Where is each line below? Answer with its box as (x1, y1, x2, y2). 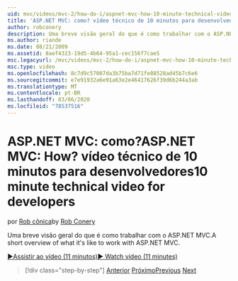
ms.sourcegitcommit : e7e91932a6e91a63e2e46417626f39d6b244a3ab (7, 76, 198, 84)
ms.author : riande (7, 37, 62, 44)
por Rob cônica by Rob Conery (7, 217, 96, 226)
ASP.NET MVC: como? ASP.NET (7, 133, 196, 150)
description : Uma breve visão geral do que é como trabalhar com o (7, 30, 211, 38)
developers (7, 194, 76, 210)
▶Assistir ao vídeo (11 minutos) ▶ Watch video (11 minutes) (7, 252, 178, 260)
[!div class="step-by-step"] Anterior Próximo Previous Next (24, 265, 197, 274)
